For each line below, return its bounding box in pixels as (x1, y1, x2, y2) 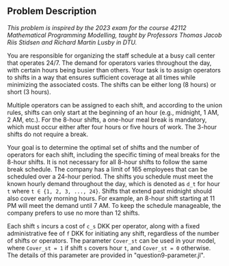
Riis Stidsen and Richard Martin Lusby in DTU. (7, 38, 137, 46)
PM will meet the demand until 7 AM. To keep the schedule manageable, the (7, 201, 221, 209)
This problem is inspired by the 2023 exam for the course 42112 (7, 23, 187, 31)
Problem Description (7, 5, 97, 17)
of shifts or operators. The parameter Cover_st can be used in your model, (7, 236, 217, 245)
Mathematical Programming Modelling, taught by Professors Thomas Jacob (7, 31, 222, 39)
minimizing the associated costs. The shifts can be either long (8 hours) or (7, 80, 217, 88)
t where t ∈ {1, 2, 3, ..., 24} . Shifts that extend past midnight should (7, 187, 213, 195)
